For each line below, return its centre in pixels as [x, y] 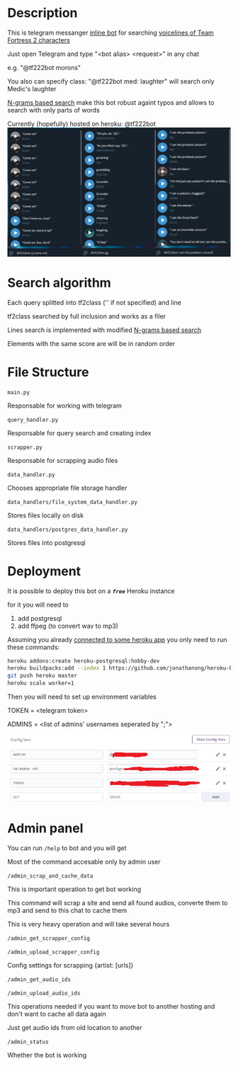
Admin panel [45, 829]
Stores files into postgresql [47, 542]
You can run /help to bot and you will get [67, 848]
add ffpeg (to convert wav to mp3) [68, 626]
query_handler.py [33, 420]
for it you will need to [38, 604]
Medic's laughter [32, 88]
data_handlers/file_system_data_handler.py [73, 502]
